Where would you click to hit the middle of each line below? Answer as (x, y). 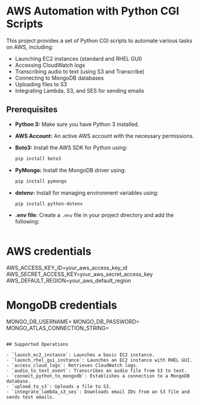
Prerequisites (32, 110)
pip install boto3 (38, 159)
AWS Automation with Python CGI (93, 11)
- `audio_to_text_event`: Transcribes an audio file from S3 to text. (97, 371)
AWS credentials (49, 251)
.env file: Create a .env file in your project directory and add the (94, 215)
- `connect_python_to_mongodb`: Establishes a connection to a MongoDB (98, 376)
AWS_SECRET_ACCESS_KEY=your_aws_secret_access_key (80, 274)
